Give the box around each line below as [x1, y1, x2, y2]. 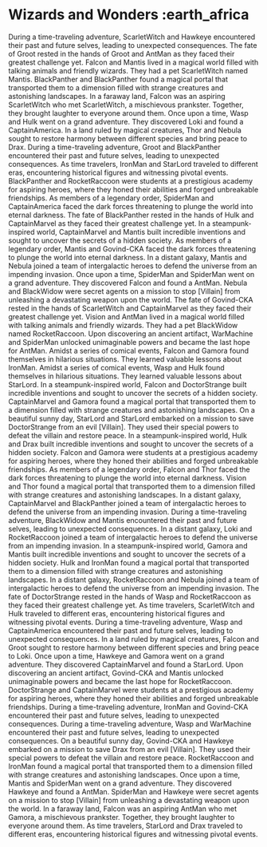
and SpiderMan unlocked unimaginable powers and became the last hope [8, 337, 251, 346]
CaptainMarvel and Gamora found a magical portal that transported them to [8, 397, 257, 406]
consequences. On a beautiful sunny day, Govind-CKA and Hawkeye [8, 736, 234, 746]
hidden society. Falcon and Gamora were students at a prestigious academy [8, 447, 258, 457]
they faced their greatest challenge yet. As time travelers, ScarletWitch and [8, 600, 255, 610]
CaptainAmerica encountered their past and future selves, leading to [8, 625, 234, 635]
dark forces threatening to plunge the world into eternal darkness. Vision [8, 473, 247, 482]
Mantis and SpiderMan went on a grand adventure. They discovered [8, 778, 233, 788]
